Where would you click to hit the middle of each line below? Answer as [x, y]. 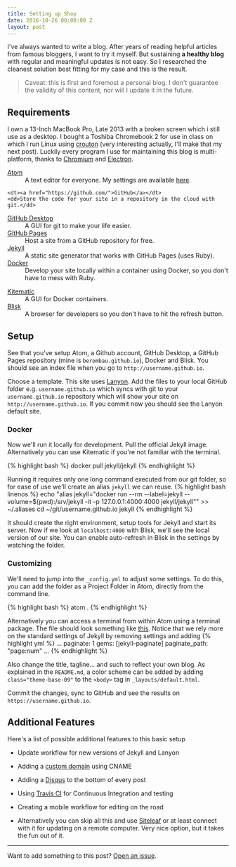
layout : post [26, 27]
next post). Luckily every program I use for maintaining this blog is [103, 152]
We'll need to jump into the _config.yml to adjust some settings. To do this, [116, 578]
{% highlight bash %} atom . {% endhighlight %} [77, 607]
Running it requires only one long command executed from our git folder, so [117, 479]
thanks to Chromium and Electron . [84, 159]
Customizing [29, 564]
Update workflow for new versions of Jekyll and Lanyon [98, 753]
